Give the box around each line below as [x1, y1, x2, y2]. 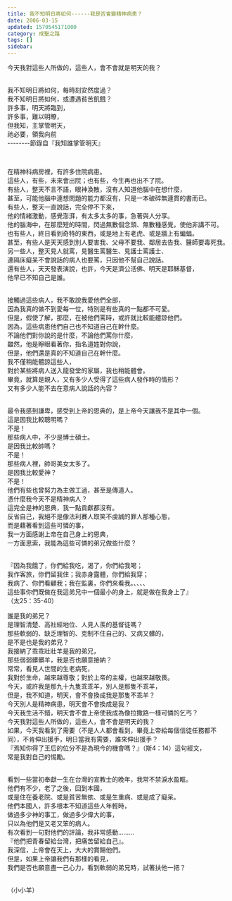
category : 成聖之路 [7, 30, 60, 37]
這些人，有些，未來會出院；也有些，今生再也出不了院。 [7, 176, 167, 184]
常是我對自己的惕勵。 [7, 753, 69, 761]
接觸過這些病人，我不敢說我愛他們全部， [7, 296, 124, 304]
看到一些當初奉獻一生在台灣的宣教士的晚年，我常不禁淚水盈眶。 [7, 775, 192, 783]
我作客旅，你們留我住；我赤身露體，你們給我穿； [7, 570, 149, 579]
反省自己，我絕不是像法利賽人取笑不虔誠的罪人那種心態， [7, 512, 174, 521]
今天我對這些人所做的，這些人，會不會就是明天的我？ [7, 64, 162, 71]
